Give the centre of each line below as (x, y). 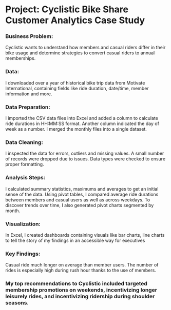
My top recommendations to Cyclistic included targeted (77, 284)
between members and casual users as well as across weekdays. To (78, 200)
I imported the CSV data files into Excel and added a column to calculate (82, 118)
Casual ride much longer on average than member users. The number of (82, 265)
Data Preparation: (28, 107)
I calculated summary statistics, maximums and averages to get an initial (82, 189)
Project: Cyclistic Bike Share (67, 9)
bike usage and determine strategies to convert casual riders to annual (80, 53)
